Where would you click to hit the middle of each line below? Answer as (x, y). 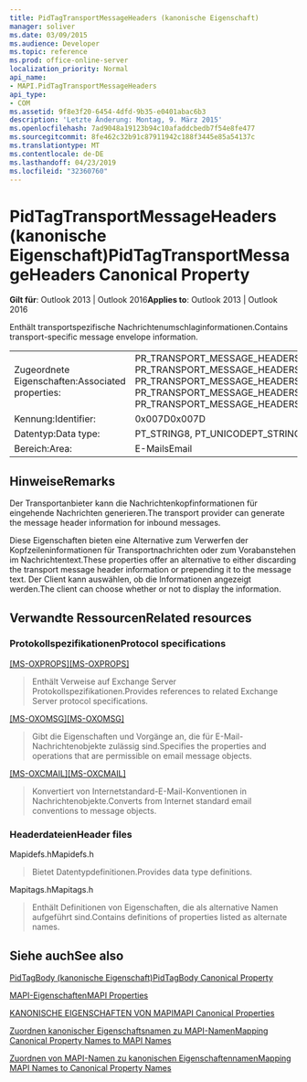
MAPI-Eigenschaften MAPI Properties (79, 995)
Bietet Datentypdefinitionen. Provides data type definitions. (142, 872)
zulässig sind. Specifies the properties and (187, 745)
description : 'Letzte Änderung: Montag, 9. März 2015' (116, 120)
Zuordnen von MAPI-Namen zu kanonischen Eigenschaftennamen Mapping (150, 1058)
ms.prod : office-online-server (69, 60)
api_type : (28, 94)
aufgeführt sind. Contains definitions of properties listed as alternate (159, 917)
